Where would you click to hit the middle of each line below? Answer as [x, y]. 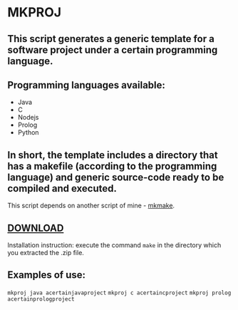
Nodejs [28, 118]
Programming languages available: [87, 85]
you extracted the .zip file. [46, 253]
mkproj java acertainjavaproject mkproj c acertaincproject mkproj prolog [119, 293]
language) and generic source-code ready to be [116, 177]
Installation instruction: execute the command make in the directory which [114, 245]
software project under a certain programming [113, 50]
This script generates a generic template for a [111, 39]
